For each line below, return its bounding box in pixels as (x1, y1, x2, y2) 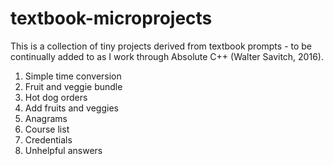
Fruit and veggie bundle (24, 80, 123, 92)
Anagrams (24, 112, 68, 124)
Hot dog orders (24, 91, 88, 103)
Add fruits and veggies (24, 102, 119, 114)
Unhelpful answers (24, 144, 103, 156)
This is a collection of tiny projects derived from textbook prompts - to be (10, 40, 313, 52)
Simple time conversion (24, 70, 122, 82)
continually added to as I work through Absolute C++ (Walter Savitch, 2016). (10, 50, 324, 62)
